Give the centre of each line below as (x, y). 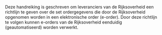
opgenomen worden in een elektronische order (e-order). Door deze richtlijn (81, 17)
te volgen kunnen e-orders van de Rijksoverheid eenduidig (64, 22)
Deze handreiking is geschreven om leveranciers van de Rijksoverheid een (80, 7)
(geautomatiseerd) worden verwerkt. (42, 27)
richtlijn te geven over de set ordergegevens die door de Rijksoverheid (75, 12)
